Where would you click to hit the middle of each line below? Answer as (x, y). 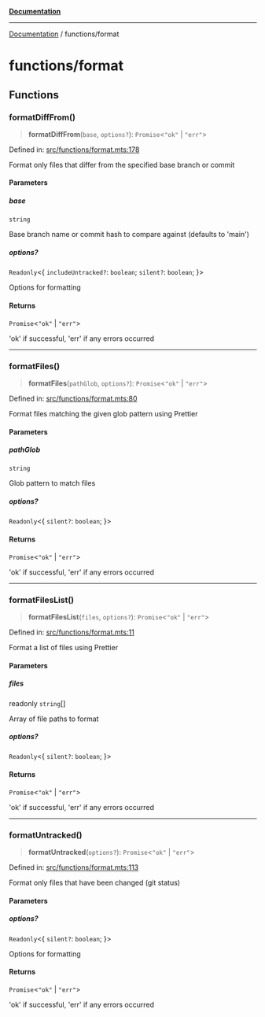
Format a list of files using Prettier (64, 647)
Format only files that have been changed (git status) (94, 882)
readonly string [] (37, 703)
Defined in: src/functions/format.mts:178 (74, 150)
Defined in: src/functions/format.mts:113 (74, 867)
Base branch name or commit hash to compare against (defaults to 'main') (129, 235)
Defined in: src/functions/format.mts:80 (73, 398)
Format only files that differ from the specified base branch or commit (122, 165)
